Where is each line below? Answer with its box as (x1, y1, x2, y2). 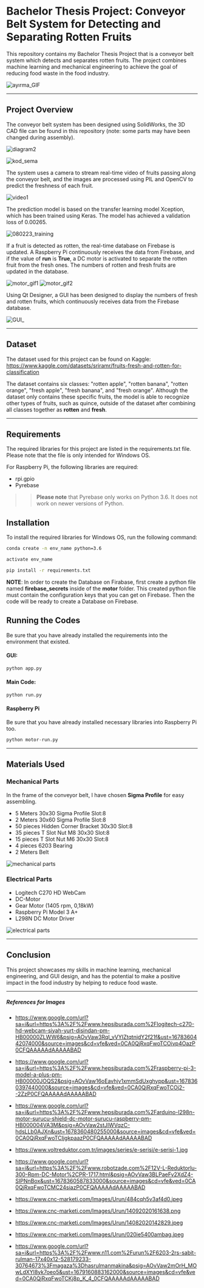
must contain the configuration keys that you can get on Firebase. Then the (6, 591, 195, 598)
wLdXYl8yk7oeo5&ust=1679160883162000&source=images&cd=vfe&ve (15, 1268, 195, 1275)
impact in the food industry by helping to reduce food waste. (6, 979, 158, 986)
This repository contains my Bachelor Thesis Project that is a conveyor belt (6, 50, 194, 57)
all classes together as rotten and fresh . (6, 406, 107, 413)
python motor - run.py (6, 736, 59, 742)
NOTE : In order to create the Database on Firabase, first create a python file (6, 578, 196, 586)
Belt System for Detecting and (6, 17, 161, 31)
